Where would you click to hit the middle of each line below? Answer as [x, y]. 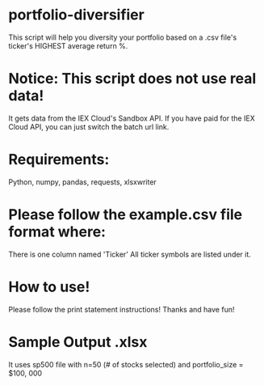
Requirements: [59, 160]
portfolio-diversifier [77, 15]
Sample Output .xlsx [78, 342]
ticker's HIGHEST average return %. [68, 45]
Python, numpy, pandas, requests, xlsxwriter [83, 182]
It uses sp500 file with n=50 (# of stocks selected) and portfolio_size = [126, 364]
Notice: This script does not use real [132, 79]
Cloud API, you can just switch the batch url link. [89, 126]
